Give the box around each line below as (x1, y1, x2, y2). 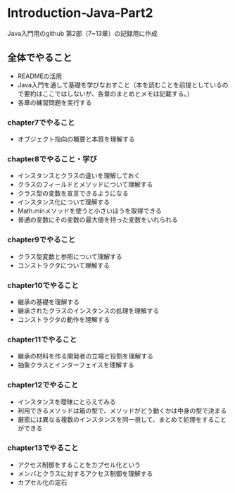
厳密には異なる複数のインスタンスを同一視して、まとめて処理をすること (17, 415, 227, 423)
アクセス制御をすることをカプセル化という (17, 460, 141, 469)
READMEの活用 (17, 72, 63, 80)
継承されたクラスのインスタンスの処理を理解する (17, 306, 160, 315)
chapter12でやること (7, 380, 79, 390)
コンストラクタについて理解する (17, 261, 110, 269)
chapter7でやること (7, 118, 75, 127)
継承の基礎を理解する (17, 297, 80, 306)
